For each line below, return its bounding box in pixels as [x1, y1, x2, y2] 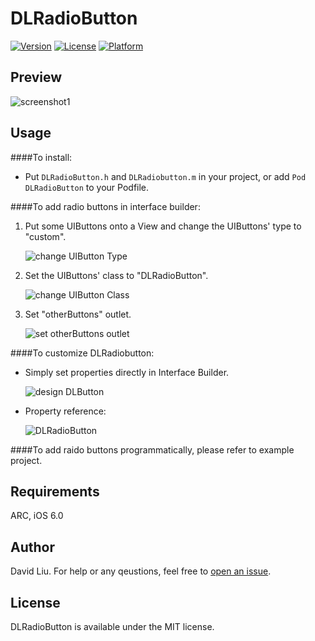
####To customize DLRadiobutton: [10, 347, 155, 359]
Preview [10, 69, 63, 86]
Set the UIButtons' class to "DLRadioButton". [24, 269, 209, 281]
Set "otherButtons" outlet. [24, 308, 132, 320]
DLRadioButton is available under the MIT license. [10, 621, 215, 632]
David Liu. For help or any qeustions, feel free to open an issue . [10, 565, 272, 577]
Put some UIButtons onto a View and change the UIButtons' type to [24, 220, 302, 232]
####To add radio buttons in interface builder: [10, 200, 201, 212]
